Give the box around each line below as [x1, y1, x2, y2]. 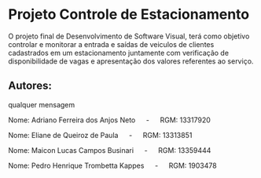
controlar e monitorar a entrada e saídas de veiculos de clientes [8, 39, 215, 49]
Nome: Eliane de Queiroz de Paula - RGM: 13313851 [8, 130, 193, 140]
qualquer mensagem [8, 100, 75, 109]
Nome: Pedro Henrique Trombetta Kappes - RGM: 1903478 [8, 161, 218, 170]
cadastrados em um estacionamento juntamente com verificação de [8, 48, 230, 57]
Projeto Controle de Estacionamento [8, 5, 250, 24]
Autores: [8, 79, 53, 93]
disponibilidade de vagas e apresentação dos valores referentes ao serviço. [8, 56, 254, 66]
